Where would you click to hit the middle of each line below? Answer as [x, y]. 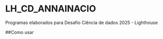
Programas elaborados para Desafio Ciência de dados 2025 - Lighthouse [81, 22]
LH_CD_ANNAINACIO [51, 9]
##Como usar [19, 32]
